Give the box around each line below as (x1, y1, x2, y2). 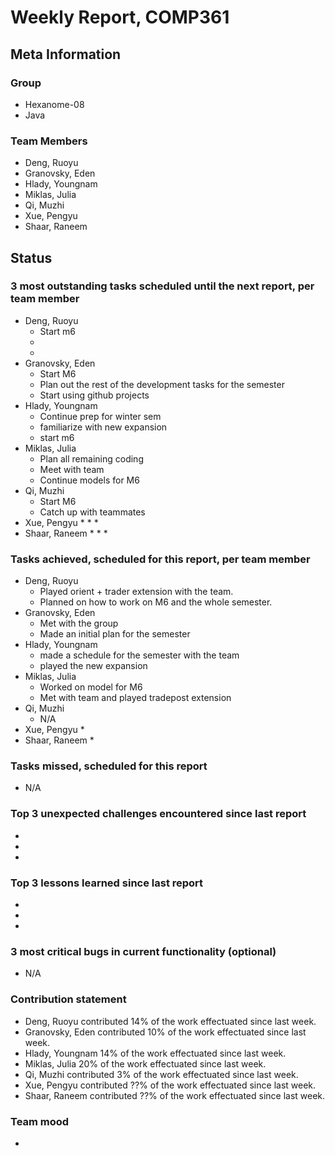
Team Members (10, 134, 88, 148)
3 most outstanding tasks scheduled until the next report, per (10, 279, 315, 293)
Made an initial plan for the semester (39, 628, 191, 640)
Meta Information (10, 46, 122, 63)
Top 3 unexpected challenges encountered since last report (10, 807, 307, 821)
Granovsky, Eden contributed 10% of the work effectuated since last (24, 1026, 307, 1038)
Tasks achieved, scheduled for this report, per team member (10, 552, 311, 566)
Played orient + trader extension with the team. (39, 586, 234, 598)
